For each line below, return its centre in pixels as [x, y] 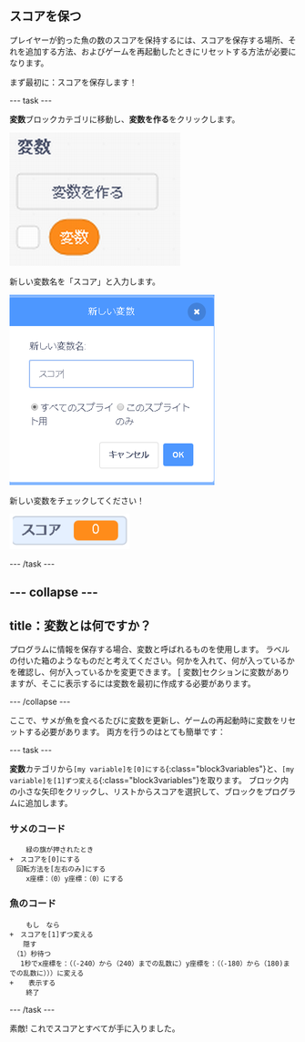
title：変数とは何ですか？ [81, 625]
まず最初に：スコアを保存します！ [73, 82]
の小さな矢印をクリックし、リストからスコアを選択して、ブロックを [137, 792]
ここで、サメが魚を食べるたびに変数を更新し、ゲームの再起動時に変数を [145, 720]
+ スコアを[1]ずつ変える [51, 935]
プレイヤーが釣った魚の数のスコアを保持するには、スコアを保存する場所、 [149, 40]
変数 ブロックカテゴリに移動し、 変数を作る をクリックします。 [125, 119]
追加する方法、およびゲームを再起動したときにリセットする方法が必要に [161, 51]
